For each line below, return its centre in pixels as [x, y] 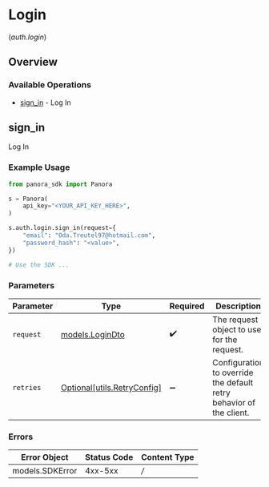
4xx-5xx [102, 471]
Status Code [109, 457]
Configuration [238, 362]
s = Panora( [28, 199]
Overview [33, 62]
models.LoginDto [93, 334]
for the [225, 340]
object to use [237, 329]
